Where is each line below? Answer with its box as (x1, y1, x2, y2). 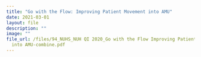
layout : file (6, 20, 39, 26)
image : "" (6, 31, 31, 37)
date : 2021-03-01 (6, 14, 50, 20)
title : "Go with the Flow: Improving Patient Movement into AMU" (6, 8, 172, 15)
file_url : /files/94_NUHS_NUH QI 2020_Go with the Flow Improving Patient (6, 36, 197, 42)
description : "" (6, 25, 47, 31)
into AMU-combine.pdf (11, 42, 66, 48)
